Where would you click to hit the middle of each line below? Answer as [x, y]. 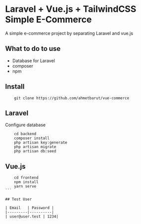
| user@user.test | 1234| [32, 217]
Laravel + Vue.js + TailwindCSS [71, 9]
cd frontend [26, 178]
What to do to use [33, 49]
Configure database [25, 125]
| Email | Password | [30, 208]
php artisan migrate [35, 147]
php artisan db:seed [35, 151]
